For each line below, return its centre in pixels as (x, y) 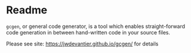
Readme (27, 10)
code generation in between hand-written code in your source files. (88, 32)
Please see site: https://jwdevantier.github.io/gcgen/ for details (83, 44)
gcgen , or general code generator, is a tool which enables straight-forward (96, 26)
